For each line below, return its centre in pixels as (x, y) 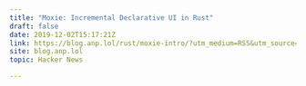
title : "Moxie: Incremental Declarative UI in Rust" (112, 18)
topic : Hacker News (46, 60)
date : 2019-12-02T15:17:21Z (63, 34)
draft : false (34, 26)
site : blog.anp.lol (46, 52)
